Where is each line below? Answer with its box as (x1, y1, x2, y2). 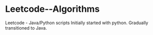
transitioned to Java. (5, 25, 47, 31)
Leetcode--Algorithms (5, 3, 100, 15)
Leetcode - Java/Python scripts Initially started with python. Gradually (5, 20, 149, 26)
